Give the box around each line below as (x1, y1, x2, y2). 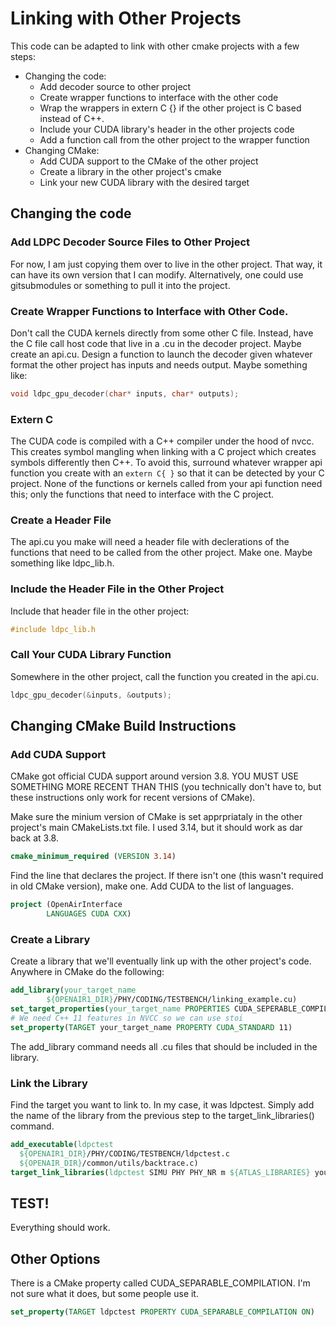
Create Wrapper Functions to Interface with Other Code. (10, 304, 289, 318)
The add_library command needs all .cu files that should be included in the (10, 1040, 318, 1052)
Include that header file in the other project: (10, 605, 190, 617)
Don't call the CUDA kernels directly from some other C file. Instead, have (10, 327, 314, 339)
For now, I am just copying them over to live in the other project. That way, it (10, 258, 323, 270)
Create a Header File (10, 513, 112, 527)
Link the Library (10, 1076, 88, 1090)
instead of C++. (39, 112, 105, 124)
